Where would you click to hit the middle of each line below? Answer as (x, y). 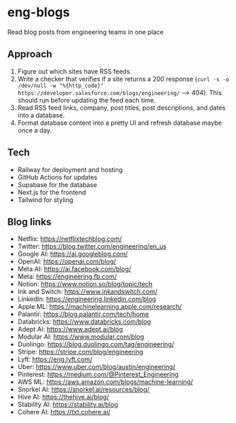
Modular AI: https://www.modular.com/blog (81, 337)
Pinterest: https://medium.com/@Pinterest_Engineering (98, 374)
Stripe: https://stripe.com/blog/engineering (80, 352)
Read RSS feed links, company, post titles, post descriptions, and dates (122, 108)
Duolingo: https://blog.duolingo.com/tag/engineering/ (96, 344)
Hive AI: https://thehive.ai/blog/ (63, 397)
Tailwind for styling (45, 200)
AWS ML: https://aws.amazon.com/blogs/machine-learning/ (105, 382)
